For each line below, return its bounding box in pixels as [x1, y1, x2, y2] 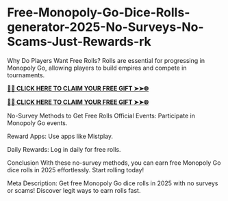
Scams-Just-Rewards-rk [7, 34, 152, 49]
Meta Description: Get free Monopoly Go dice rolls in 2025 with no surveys [7, 179, 218, 187]
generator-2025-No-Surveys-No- [7, 19, 204, 35]
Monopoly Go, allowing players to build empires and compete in [7, 64, 187, 72]
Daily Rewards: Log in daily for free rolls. [7, 145, 121, 153]
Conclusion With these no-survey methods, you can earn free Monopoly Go [7, 159, 221, 167]
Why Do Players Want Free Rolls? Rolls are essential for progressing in [7, 56, 205, 64]
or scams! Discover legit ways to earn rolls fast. [7, 186, 141, 194]
